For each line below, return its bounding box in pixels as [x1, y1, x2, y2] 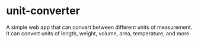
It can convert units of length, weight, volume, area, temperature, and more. [6, 29, 191, 37]
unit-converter [6, 4, 80, 18]
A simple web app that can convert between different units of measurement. [6, 24, 193, 31]
